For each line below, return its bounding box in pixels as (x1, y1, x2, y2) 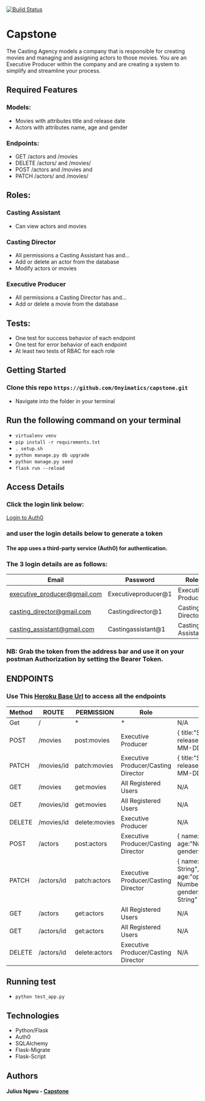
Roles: (6, 190, 31, 200)
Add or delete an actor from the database (15, 258, 120, 265)
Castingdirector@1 (107, 607, 163, 616)
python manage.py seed (15, 458, 73, 465)
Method (9, 708, 33, 716)
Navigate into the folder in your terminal (15, 397, 115, 404)
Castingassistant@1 (107, 625, 166, 634)
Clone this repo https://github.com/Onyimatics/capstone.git (6, 384, 188, 392)
